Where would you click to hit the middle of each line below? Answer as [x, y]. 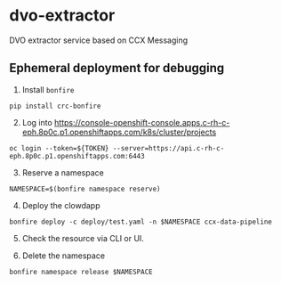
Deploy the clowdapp [61, 205]
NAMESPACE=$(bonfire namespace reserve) [85, 189]
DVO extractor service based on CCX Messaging [99, 40]
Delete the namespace [63, 256]
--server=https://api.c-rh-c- [169, 148]
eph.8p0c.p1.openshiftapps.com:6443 [77, 156]
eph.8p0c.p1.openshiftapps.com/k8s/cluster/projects [119, 132]
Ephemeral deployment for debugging [117, 68]
